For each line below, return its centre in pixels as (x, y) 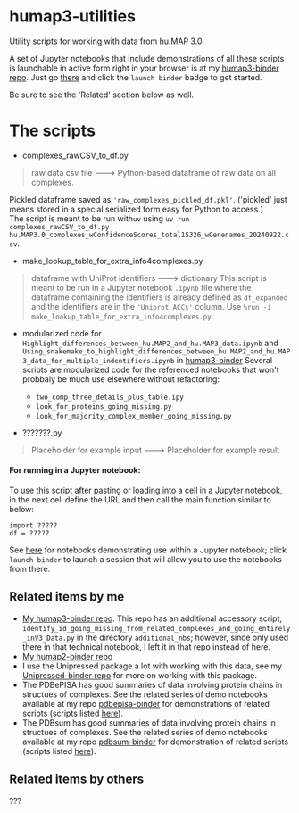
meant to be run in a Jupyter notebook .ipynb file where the (141, 287)
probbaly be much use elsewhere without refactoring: (121, 379)
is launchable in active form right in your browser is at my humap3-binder (144, 68)
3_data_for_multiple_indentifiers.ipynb (98, 361)
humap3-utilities (73, 17)
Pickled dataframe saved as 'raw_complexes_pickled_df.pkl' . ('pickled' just (148, 199)
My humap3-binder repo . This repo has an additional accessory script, (152, 618)
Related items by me (67, 597)
